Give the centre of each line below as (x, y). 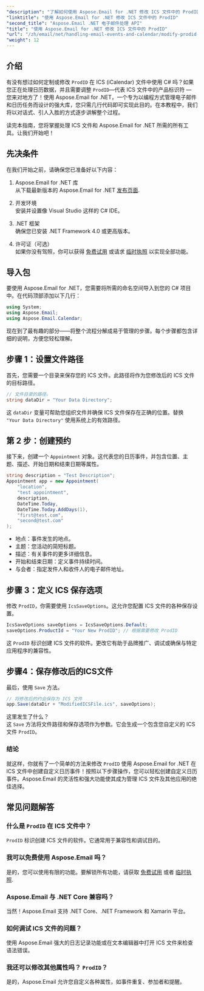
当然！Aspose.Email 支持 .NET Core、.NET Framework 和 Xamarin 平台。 (98, 911)
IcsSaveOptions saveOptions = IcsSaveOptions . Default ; (77, 625)
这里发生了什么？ (28, 717)
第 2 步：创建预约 (39, 441)
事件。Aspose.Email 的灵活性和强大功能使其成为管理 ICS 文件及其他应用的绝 (102, 779)
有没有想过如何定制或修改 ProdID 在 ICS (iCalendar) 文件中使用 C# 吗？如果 (100, 82)
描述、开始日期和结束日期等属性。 (59, 464)
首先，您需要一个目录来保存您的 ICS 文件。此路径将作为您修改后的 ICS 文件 (100, 375)
